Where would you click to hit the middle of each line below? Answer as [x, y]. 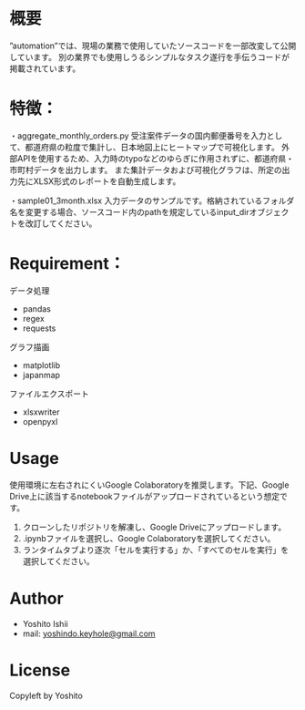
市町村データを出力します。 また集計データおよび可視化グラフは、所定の [146, 170]
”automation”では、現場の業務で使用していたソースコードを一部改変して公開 [153, 46]
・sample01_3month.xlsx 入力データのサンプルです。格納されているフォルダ [152, 201]
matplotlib [41, 365]
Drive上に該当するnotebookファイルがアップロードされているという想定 [145, 496]
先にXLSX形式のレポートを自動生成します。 [99, 181]
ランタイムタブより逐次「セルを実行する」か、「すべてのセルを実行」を [156, 550]
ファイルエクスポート [49, 394]
